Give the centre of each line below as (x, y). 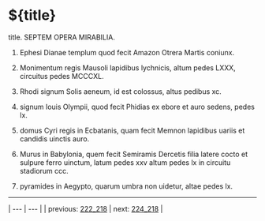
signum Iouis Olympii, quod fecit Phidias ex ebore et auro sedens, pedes (137, 107)
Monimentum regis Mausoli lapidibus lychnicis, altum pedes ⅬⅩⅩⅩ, (128, 67)
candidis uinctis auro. (54, 139)
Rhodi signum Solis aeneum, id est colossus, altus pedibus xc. (121, 91)
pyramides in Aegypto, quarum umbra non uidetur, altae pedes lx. (126, 186)
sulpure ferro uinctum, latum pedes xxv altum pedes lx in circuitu (125, 162)
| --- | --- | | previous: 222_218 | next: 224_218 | (86, 208)
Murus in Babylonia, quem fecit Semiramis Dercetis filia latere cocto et (134, 154)
